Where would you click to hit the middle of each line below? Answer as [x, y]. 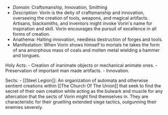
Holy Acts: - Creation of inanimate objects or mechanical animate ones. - [81, 65]
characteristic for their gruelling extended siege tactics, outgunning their [81, 102]
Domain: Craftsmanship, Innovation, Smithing [60, 7]
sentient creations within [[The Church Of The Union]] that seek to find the [83, 86]
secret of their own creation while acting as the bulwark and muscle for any [84, 91]
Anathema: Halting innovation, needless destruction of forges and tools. [88, 39]
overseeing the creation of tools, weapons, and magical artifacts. [80, 18]
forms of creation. [31, 34]
